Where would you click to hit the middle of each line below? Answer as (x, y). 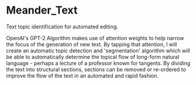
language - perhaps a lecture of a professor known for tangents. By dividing (98, 63)
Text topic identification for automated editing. (62, 27)
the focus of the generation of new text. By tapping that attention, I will (92, 44)
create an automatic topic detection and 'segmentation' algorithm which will (98, 50)
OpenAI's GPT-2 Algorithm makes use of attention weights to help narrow (95, 38)
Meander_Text (42, 10)
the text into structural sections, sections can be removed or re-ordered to (96, 69)
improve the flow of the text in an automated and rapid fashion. (82, 76)
